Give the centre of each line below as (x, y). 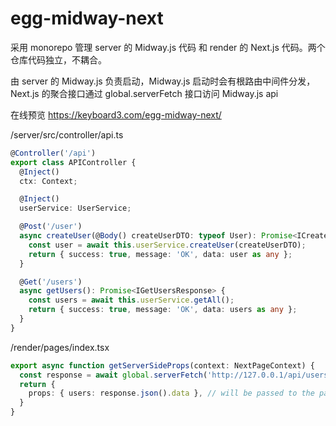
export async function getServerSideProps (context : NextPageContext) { (162, 365)
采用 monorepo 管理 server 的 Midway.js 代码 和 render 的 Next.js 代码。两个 (168, 47)
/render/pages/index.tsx (60, 347)
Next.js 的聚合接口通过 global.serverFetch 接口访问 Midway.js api (144, 93)
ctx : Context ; (48, 181)
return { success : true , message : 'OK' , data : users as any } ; (163, 310)
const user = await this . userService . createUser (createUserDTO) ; (167, 245)
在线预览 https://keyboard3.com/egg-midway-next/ (116, 114)
